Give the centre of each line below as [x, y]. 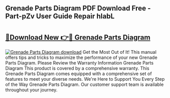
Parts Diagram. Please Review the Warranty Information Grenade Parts [80, 63]
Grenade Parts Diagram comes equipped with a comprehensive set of [79, 74]
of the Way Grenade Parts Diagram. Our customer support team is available [84, 84]
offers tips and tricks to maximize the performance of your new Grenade [81, 57]
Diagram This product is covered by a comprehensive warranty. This [77, 68]
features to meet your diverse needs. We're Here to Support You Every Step [85, 79]
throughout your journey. [31, 90]
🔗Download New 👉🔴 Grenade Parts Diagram [78, 37]
